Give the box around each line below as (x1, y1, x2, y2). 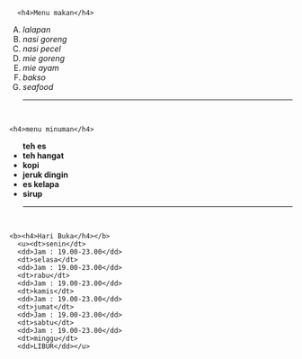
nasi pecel (22, 43, 61, 54)
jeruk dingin (22, 169, 69, 180)
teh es (22, 140, 47, 151)
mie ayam (22, 63, 60, 73)
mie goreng (22, 53, 66, 63)
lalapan (22, 24, 51, 35)
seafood (22, 82, 54, 92)
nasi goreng (22, 34, 67, 44)
